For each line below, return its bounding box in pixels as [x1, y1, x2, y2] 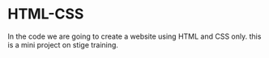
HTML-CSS [7, 5, 84, 23]
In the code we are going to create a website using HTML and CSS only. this [7, 31, 262, 41]
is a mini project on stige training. [7, 39, 119, 49]
